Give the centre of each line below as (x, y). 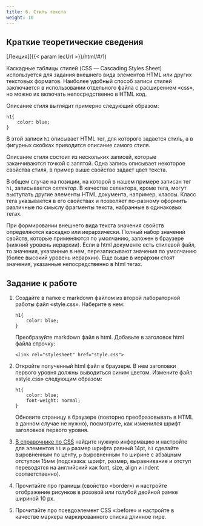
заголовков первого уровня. (52, 430)
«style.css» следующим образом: (58, 379)
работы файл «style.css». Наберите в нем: (70, 304)
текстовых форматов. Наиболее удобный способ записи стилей (89, 81)
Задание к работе (42, 283)
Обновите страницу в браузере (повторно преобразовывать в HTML (104, 417)
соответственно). (38, 474)
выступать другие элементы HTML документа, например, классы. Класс (101, 195)
